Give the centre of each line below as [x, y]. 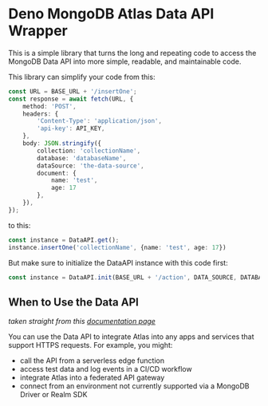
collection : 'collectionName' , [89, 151]
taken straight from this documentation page [82, 321]
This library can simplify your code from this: [82, 77]
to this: [20, 225]
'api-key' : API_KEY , [71, 128]
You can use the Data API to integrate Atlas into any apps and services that [131, 337]
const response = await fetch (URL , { [71, 99]
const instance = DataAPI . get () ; [64, 240]
